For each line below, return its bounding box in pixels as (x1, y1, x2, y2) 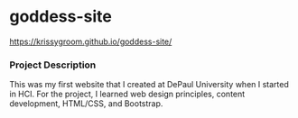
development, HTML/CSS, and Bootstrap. (9, 98, 163, 109)
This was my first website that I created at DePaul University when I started (9, 79, 289, 90)
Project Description (9, 59, 97, 71)
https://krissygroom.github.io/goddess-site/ (9, 36, 172, 47)
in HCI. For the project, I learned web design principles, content (9, 88, 246, 100)
